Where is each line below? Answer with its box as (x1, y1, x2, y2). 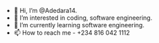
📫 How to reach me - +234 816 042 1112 (13, 29, 130, 37)
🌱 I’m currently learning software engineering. (13, 21, 145, 29)
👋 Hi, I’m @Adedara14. (13, 7, 77, 14)
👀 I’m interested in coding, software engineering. (13, 14, 153, 22)
